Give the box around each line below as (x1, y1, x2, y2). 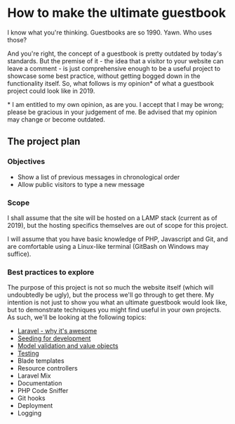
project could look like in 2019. (7, 86, 95, 95)
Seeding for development (17, 334, 91, 342)
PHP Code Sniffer (17, 387, 69, 395)
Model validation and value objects (17, 342, 119, 350)
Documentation (17, 379, 62, 387)
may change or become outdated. (7, 115, 105, 124)
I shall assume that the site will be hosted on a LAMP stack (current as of (7, 213, 217, 222)
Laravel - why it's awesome (17, 327, 98, 335)
